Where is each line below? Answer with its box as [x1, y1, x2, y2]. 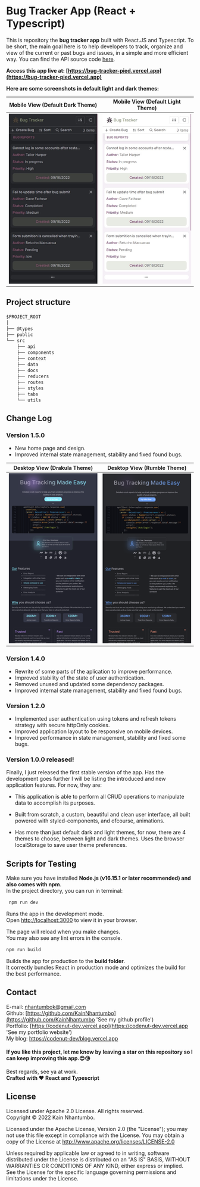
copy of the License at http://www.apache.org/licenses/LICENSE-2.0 [6, 1138, 175, 1145]
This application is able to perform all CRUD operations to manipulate [14, 793, 185, 800]
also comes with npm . [6, 881, 62, 888]
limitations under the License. [6, 1174, 79, 1182]
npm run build [6, 947, 42, 953]
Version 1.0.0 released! [6, 755, 74, 764]
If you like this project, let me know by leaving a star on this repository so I [6, 1048, 193, 1055]
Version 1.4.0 [6, 654, 46, 662]
